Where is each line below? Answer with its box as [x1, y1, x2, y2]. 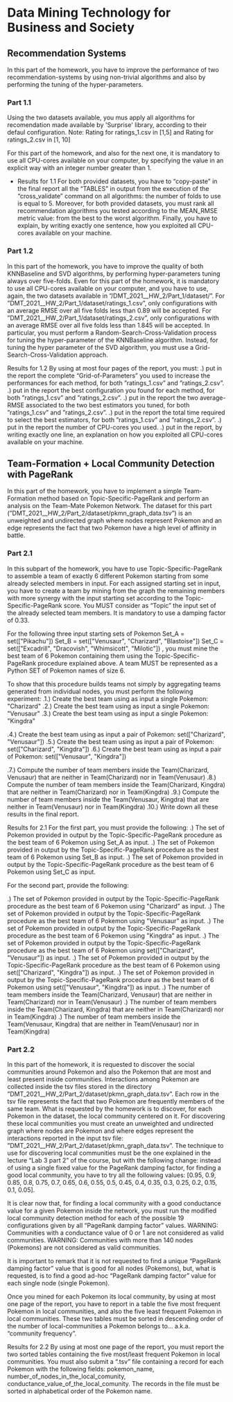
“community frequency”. [7, 1329, 77, 1337]
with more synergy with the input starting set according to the [7, 593, 184, 602]
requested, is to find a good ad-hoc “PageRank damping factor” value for [7, 1272, 216, 1280]
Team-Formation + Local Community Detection [7, 457, 215, 469]
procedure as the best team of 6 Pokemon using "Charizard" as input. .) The [7, 902, 225, 910]
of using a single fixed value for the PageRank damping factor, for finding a [7, 1164, 222, 1172]
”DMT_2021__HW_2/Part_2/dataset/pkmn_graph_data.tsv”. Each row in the [7, 1090, 220, 1098]
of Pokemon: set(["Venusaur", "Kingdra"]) [7, 752, 127, 761]
